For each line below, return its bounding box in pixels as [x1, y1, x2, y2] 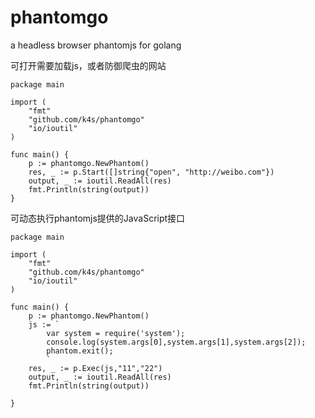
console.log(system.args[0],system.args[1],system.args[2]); [46, 337, 307, 347]
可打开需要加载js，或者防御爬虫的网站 [10, 59, 167, 71]
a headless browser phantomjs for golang [10, 39, 182, 51]
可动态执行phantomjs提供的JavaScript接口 [10, 212, 186, 224]
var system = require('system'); [46, 328, 186, 338]
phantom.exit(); [46, 346, 114, 356]
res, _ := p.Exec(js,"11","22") [28, 363, 163, 373]
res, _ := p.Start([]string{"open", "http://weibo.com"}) [28, 167, 275, 177]
